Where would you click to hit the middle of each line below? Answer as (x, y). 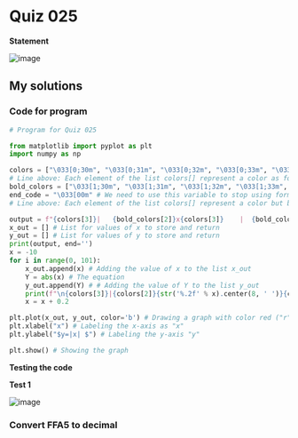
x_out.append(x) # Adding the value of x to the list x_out (138, 268)
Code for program (48, 111)
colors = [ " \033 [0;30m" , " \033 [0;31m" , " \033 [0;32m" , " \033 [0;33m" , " (142, 171)
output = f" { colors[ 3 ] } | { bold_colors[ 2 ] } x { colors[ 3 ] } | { (133, 219)
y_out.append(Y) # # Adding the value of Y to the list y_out (142, 285)
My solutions (46, 86)
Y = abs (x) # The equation (75, 277)
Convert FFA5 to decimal (63, 425)
